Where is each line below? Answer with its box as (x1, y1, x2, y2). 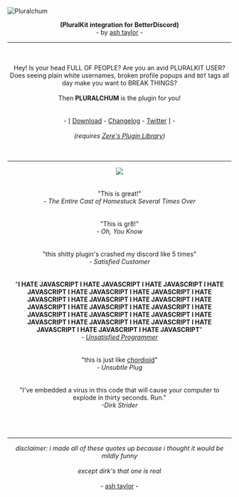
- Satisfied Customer (88, 257, 151, 266)
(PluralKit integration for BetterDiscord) (60, 21, 179, 28)
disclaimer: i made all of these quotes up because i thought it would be (15, 444, 224, 452)
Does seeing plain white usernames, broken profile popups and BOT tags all (9, 71, 230, 80)
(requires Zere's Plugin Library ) (73, 132, 166, 140)
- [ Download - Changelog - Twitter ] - (63, 117, 176, 124)
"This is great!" (97, 189, 142, 198)
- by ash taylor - (95, 28, 144, 36)
